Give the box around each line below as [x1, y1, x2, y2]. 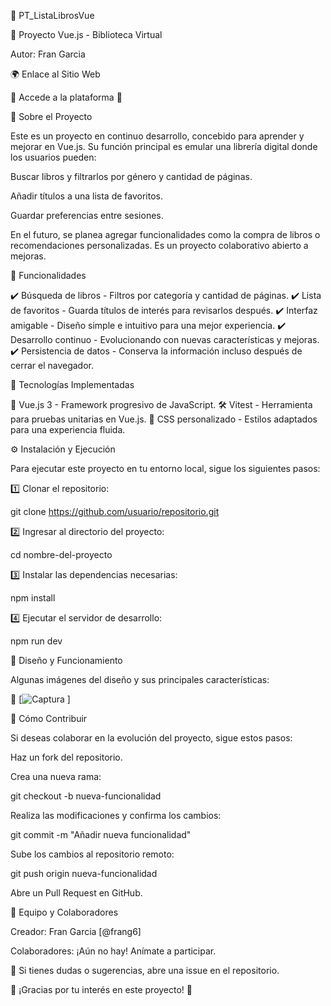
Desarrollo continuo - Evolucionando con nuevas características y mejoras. [10, 334, 320, 345]
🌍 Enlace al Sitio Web [10, 68, 101, 80]
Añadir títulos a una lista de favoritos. [10, 190, 164, 202]
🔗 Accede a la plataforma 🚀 [10, 91, 123, 103]
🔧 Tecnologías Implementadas [10, 379, 135, 390]
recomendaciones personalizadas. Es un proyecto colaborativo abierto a [10, 240, 309, 251]
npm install [10, 592, 56, 604]
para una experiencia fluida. [10, 424, 126, 435]
